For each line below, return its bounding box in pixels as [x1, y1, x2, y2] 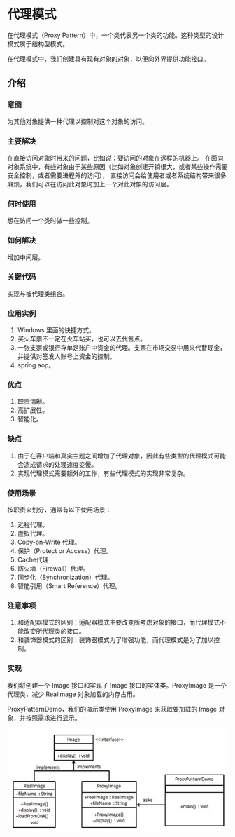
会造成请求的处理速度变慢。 [17, 460, 98, 468]
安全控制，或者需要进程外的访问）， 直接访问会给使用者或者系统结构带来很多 [7, 171, 227, 179]
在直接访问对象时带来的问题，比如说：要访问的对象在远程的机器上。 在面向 [7, 154, 224, 162]
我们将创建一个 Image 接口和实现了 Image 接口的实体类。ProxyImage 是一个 [7, 681, 227, 689]
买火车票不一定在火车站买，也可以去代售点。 [17, 334, 147, 343]
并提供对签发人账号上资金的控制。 [17, 352, 116, 361]
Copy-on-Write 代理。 [17, 538, 81, 546]
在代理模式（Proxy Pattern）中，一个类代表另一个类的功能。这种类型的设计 [7, 31, 225, 39]
